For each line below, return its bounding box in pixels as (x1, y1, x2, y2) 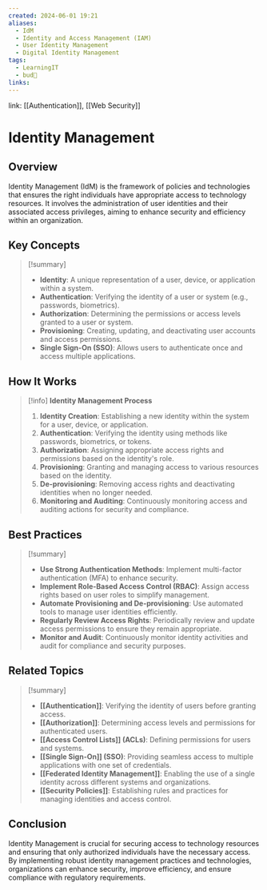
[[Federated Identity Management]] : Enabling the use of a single (39, 769, 256, 778)
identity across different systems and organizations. (39, 777, 211, 787)
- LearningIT (15, 64, 59, 72)
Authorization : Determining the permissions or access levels (39, 309, 241, 319)
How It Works (8, 375, 78, 388)
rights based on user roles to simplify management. (39, 590, 210, 599)
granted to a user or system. (39, 317, 133, 328)
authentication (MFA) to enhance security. (39, 573, 178, 582)
